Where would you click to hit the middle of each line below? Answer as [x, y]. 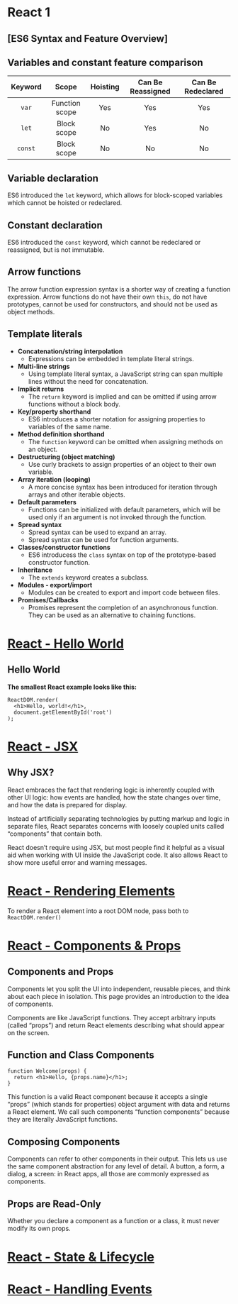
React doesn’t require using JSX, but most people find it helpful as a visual [116, 847]
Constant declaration [55, 225]
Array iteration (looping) [54, 479]
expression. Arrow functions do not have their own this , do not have [107, 297]
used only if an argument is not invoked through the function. [117, 517]
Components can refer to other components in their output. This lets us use [118, 1159]
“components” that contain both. [55, 834]
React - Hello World [66, 643]
